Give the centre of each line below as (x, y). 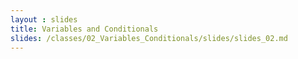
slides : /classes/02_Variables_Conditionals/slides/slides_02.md (149, 38)
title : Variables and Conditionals (84, 29)
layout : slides (44, 19)
